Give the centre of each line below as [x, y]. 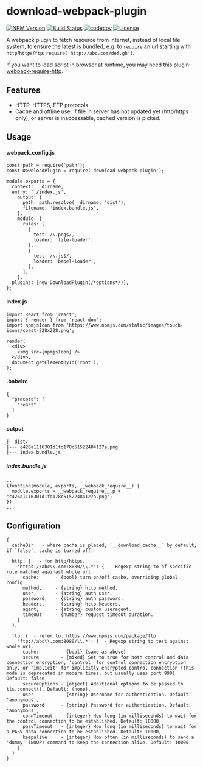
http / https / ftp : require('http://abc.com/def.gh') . [71, 52]
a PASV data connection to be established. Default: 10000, [84, 732]
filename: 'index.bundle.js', [60, 208]
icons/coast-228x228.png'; [40, 330]
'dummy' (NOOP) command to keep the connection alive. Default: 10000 [98, 742]
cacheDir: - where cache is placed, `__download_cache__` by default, [105, 545]
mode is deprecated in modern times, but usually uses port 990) [91, 673]
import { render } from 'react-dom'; [54, 320]
